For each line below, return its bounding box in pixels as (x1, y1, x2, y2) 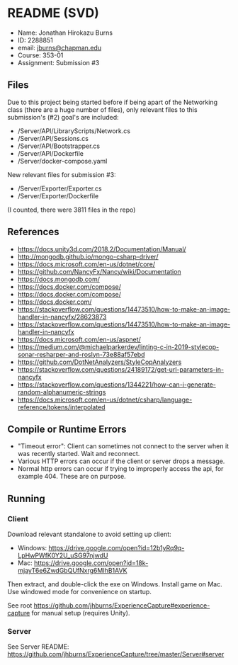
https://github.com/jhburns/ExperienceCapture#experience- (33, 601, 210, 610)
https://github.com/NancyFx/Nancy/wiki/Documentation (17, 267, 182, 275)
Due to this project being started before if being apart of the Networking (7, 98, 218, 106)
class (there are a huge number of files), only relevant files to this (7, 105, 198, 114)
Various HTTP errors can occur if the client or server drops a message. (17, 457, 225, 465)
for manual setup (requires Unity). (31, 609, 130, 618)
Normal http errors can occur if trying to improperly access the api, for (17, 465, 224, 473)
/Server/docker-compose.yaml (17, 157, 108, 165)
